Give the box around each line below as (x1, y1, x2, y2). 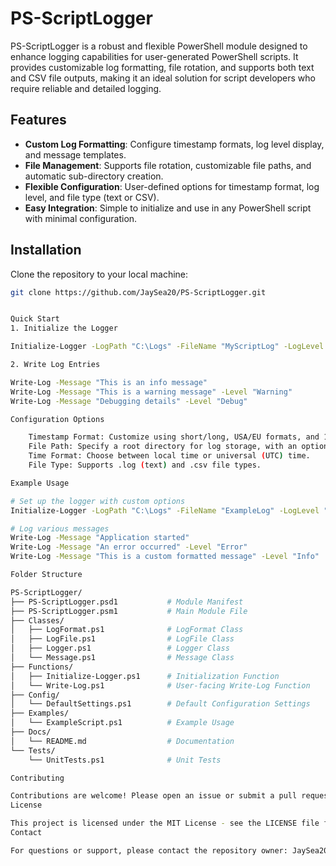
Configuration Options (10, 414, 105, 424)
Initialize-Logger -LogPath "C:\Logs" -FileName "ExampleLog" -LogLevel (10, 505, 320, 516)
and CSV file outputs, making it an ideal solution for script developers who (10, 72, 316, 84)
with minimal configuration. (24, 212, 138, 224)
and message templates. (24, 148, 127, 161)
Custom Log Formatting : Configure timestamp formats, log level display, (24, 138, 325, 150)
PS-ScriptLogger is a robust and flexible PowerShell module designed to (10, 40, 308, 52)
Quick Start (10, 314, 60, 324)
